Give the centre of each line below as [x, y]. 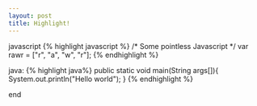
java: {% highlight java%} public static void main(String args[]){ [114, 70]
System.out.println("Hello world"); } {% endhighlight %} [101, 79]
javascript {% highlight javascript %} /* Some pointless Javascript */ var [128, 46]
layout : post [30, 16]
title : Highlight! [39, 23]
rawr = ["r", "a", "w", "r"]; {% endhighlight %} [84, 55]
